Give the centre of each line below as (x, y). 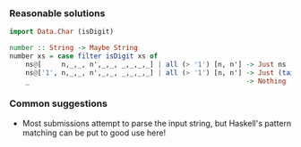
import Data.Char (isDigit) (62, 32)
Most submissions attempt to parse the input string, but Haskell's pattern (157, 123)
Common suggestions (58, 103)
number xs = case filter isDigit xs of (84, 56)
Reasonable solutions (57, 13)
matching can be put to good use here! (94, 133)
